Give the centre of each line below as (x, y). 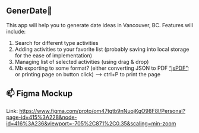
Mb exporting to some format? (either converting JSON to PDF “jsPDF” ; (102, 68)
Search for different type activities (57, 43)
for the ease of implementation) (53, 55)
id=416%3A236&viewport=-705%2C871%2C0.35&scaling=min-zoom (91, 123)
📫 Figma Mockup (40, 94)
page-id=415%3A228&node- (42, 117)
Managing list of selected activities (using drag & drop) (82, 61)
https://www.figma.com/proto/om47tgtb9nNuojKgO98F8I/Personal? (102, 111)
